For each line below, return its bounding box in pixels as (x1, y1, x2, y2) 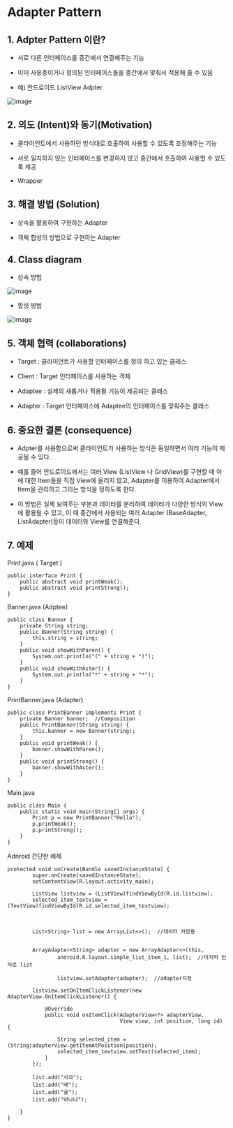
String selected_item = (57, 1036, 127, 1043)
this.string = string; (32, 634, 98, 641)
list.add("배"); (32, 1081, 78, 1088)
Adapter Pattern (7, 4, 103, 20)
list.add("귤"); (32, 1088, 78, 1096)
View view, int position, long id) (119, 1017, 223, 1025)
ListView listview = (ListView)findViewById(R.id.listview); (32, 890, 214, 897)
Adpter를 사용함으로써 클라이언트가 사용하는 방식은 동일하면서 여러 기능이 (17, 444, 218, 452)
